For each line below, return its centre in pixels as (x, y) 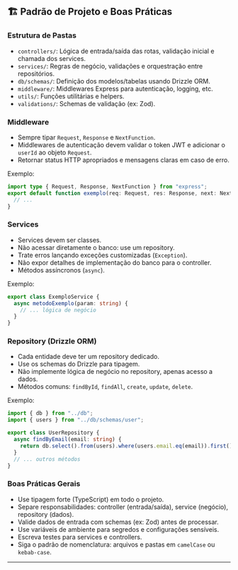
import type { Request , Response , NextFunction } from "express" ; (107, 186)
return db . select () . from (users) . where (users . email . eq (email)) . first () (126, 446)
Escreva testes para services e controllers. (80, 537)
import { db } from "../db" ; (50, 414)
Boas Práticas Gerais (44, 484)
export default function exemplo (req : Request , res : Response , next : (112, 193)
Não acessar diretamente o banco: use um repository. (96, 247)
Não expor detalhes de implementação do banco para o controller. (114, 262)
